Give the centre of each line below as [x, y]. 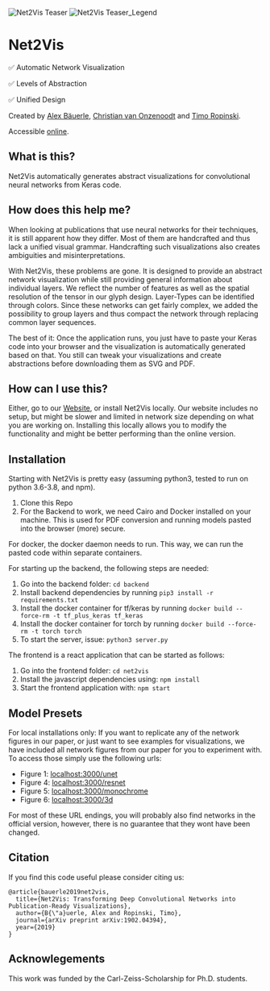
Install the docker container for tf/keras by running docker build [126, 608]
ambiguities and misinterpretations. [67, 255]
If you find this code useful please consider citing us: [96, 877]
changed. [24, 832]
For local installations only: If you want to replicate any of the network [124, 733]
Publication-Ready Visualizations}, [70, 906]
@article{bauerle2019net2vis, [59, 892]
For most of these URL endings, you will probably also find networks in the [132, 815]
